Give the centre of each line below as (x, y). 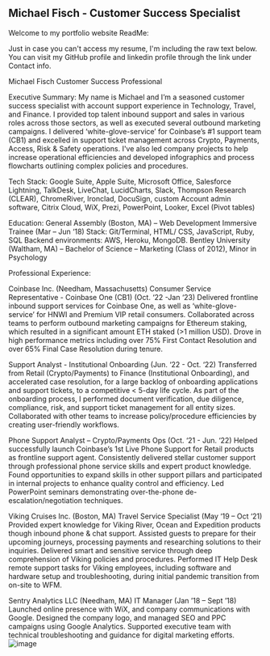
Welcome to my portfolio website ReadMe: (79, 32)
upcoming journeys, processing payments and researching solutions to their (135, 542)
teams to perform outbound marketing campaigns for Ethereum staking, (128, 323)
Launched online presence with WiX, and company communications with (129, 609)
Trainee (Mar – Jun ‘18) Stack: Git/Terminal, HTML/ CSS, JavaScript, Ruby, (132, 231)
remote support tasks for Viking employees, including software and (120, 567)
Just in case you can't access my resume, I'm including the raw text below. (133, 49)
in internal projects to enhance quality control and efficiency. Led (116, 483)
